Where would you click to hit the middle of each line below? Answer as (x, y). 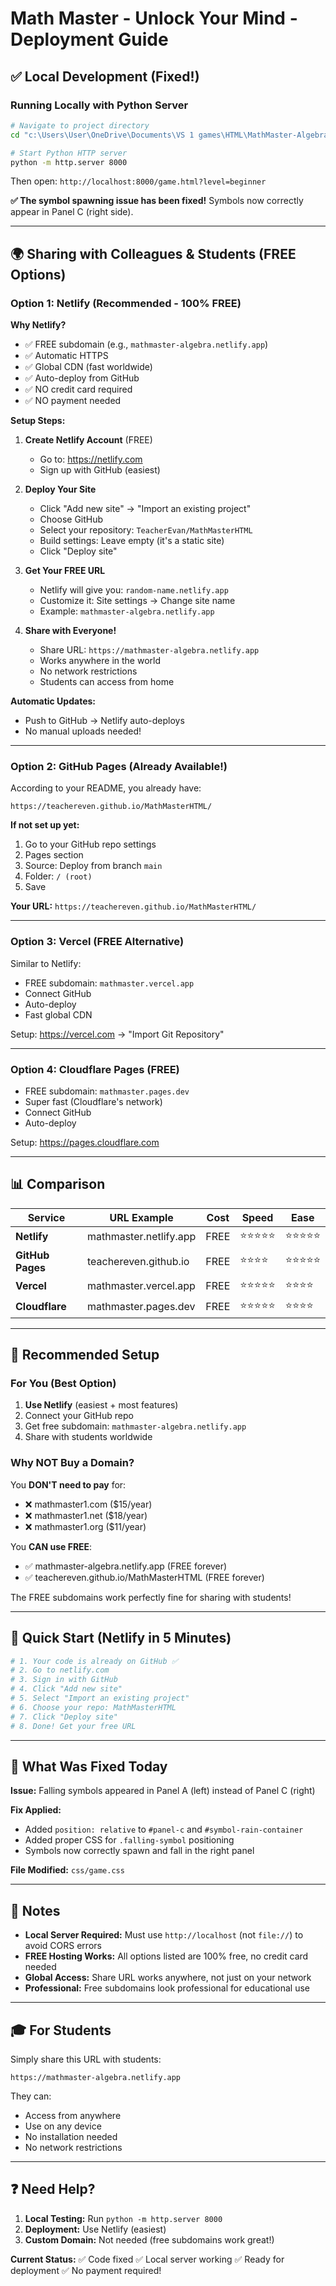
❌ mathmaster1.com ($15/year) (88, 1504)
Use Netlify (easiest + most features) (101, 1405)
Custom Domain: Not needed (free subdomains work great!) (149, 2239)
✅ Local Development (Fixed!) (105, 76)
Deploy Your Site (60, 489)
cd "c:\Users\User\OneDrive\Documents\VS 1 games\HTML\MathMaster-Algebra (169, 135)
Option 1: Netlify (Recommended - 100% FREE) (126, 303)
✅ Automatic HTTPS (66, 356)
